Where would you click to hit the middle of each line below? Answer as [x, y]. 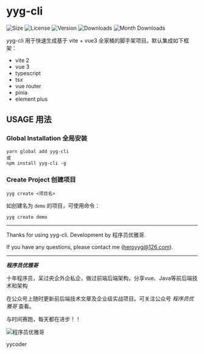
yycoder [17, 344]
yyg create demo [27, 217]
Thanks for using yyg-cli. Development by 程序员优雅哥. [76, 234]
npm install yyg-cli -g [36, 163]
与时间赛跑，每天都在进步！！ [43, 319]
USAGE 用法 [29, 120]
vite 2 [22, 60]
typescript [28, 73]
